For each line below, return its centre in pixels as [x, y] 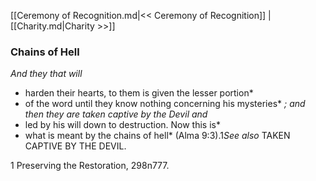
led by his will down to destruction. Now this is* [122, 125]
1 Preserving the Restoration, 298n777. [90, 166]
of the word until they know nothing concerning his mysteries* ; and [165, 104]
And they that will [46, 74]
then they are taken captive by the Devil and [116, 114]
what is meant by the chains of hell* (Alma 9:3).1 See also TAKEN [157, 136]
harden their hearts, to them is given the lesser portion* [139, 93]
